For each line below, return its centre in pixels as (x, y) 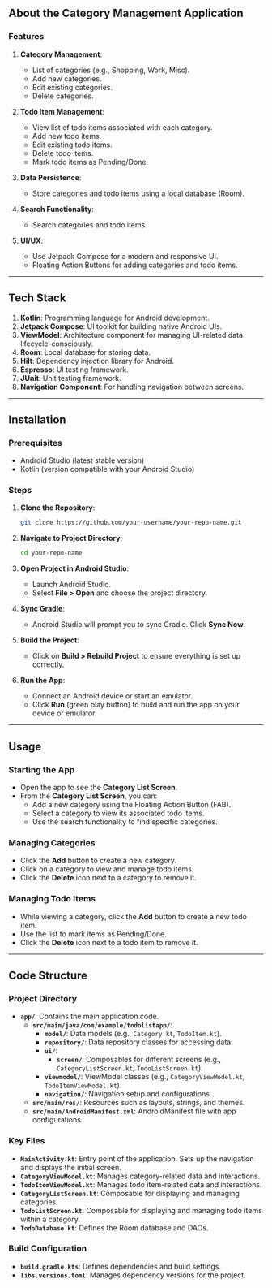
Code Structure (48, 975)
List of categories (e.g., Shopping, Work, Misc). (111, 70)
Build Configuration (48, 1248)
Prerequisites (35, 443)
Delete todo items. (63, 153)
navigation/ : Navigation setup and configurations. (128, 1094)
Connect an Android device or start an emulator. (112, 696)
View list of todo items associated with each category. (122, 127)
